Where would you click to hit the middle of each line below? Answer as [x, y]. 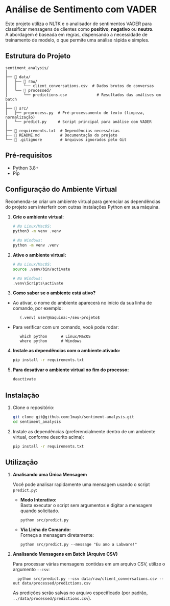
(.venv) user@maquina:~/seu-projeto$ [60, 318]
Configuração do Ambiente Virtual [61, 189]
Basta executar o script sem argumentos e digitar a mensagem [86, 506]
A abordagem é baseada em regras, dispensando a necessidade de [77, 34]
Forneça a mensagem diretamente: [57, 535]
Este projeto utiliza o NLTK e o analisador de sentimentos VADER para [79, 24]
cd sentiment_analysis [37, 421]
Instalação [22, 395]
